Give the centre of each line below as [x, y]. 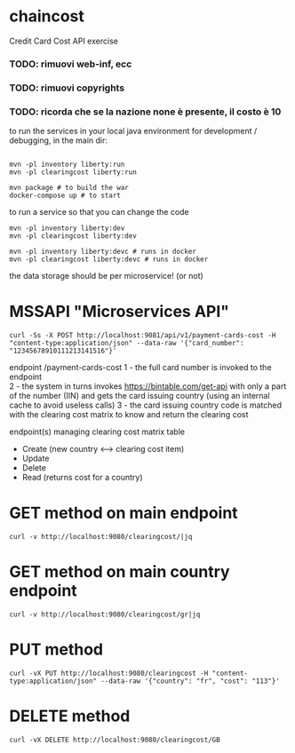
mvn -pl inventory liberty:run [67, 165]
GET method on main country [120, 572]
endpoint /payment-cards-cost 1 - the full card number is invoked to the [141, 368]
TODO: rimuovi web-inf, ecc [71, 64]
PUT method [56, 650]
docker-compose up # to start [65, 196]
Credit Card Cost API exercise [64, 41]
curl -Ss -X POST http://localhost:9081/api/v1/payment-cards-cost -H [143, 336]
